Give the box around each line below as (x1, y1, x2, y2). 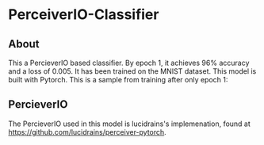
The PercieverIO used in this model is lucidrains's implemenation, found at (8, 119, 251, 128)
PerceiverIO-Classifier (8, 6, 159, 24)
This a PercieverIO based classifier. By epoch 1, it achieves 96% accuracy (8, 58, 250, 67)
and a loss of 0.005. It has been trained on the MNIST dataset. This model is (8, 67, 257, 76)
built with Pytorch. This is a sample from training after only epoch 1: (8, 75, 228, 84)
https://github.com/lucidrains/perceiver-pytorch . (8, 127, 166, 136)
